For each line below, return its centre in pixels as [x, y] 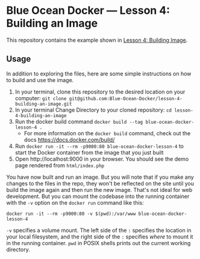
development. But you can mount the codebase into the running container [98, 196]
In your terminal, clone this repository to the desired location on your [100, 92]
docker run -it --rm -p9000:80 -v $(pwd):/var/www [71, 214]
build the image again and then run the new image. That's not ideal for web [99, 190]
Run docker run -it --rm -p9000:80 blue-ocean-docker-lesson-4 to [99, 146]
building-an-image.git [43, 104]
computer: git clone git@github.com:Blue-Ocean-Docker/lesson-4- [98, 98]
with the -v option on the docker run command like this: [75, 202]
